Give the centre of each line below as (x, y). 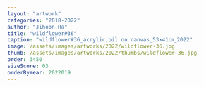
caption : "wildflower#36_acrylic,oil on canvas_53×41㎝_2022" (100, 40)
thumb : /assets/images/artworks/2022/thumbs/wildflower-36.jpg (102, 53)
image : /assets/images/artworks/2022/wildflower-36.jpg (91, 46)
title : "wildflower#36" (42, 33)
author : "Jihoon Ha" (38, 27)
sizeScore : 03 (28, 66)
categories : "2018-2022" (44, 20)
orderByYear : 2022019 (39, 72)
